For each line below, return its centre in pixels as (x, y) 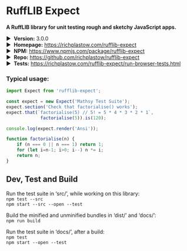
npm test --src (25, 199)
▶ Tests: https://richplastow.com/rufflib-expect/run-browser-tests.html (93, 63)
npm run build (24, 221)
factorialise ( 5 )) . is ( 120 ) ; (74, 118)
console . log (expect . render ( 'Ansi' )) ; (52, 128)
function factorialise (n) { (41, 139)
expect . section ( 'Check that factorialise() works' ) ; (72, 107)
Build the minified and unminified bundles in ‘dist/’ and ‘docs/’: (81, 215)
